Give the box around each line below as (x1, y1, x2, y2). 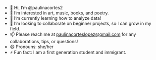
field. (9, 26, 21, 32)
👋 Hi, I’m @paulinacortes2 (9, 5, 63, 10)
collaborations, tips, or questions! (9, 39, 78, 44)
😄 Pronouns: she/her (9, 44, 53, 50)
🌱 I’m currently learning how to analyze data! (9, 15, 102, 21)
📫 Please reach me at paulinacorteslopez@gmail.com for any (9, 31, 136, 37)
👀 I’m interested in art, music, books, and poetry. (9, 10, 109, 16)
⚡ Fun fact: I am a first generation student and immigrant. (9, 50, 127, 55)
